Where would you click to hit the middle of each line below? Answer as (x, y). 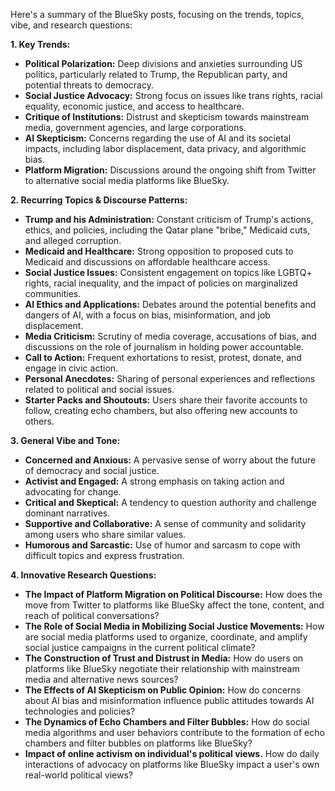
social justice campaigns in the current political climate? (140, 647)
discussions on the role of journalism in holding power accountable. (164, 347)
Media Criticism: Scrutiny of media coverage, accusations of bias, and (170, 336)
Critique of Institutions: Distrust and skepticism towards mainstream (167, 117)
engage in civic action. (71, 368)
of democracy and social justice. (92, 470)
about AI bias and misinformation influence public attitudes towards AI (169, 700)
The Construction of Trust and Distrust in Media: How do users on (164, 658)
